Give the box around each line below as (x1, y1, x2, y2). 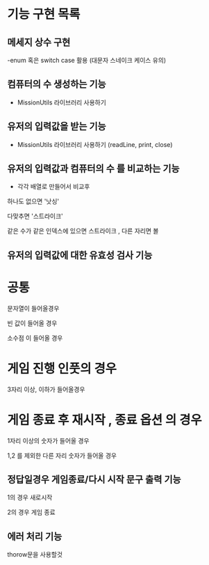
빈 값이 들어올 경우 (7, 318, 58, 327)
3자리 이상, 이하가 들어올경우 (7, 385, 85, 394)
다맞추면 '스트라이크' (7, 212, 64, 220)
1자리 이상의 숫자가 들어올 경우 (7, 436, 90, 444)
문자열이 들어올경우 (7, 304, 60, 312)
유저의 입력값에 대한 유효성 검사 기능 (7, 249, 153, 261)
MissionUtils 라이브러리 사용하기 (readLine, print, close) (17, 140, 173, 148)
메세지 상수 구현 (7, 36, 71, 48)
